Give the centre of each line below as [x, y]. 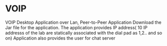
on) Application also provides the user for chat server [60, 38]
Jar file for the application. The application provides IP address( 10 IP [76, 27]
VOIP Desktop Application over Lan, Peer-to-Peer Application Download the [83, 22]
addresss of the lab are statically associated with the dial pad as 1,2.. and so [84, 33]
